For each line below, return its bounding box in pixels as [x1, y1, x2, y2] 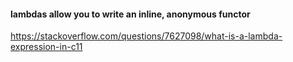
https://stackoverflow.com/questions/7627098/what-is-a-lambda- [10, 30, 283, 42]
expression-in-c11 [10, 41, 83, 53]
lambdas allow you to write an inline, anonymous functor [10, 8, 251, 20]
